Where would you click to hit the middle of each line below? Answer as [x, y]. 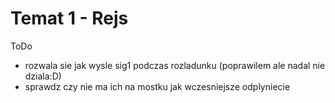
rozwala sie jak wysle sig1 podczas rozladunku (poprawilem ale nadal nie [175, 65]
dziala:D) [43, 76]
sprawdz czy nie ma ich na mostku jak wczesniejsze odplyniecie [157, 86]
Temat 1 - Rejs [69, 18]
